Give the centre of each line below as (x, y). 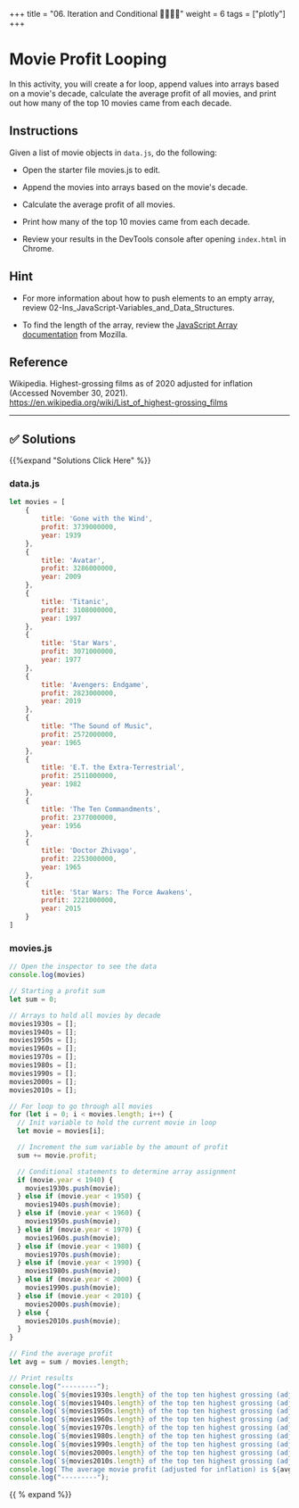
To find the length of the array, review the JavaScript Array (130, 325)
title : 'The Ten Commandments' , (101, 809)
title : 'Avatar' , (73, 560)
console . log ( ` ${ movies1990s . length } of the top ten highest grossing (141, 1444)
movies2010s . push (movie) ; (73, 1321)
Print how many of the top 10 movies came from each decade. (136, 221)
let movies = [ (37, 502)
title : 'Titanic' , (75, 601)
